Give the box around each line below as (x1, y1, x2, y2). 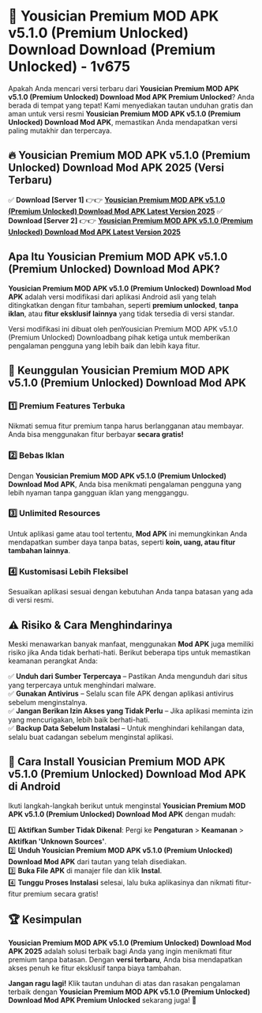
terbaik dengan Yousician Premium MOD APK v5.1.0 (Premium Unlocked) (8, 987, 251, 996)
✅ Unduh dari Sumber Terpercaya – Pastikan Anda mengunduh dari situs (8, 671, 248, 681)
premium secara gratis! (23, 889, 99, 898)
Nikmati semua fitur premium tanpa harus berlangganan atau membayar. (8, 421, 245, 431)
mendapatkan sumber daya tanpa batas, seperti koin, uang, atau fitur (8, 537, 236, 547)
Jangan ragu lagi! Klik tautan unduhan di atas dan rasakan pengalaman (8, 978, 241, 988)
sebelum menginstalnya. (8, 697, 88, 707)
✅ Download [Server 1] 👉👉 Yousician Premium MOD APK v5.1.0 (8, 195, 226, 204)
